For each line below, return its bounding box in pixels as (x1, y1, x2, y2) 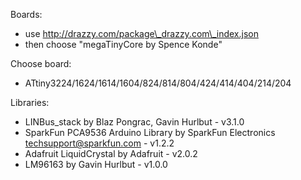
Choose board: (10, 58, 72, 69)
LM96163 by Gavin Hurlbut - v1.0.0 (24, 159, 168, 170)
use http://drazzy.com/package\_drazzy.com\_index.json (24, 28, 259, 39)
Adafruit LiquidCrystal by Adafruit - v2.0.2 (24, 148, 198, 159)
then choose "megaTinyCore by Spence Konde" (24, 39, 223, 50)
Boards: (10, 9, 43, 20)
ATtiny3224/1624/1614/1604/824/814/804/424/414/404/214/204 (24, 77, 292, 89)
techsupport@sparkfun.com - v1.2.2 (24, 137, 175, 149)
